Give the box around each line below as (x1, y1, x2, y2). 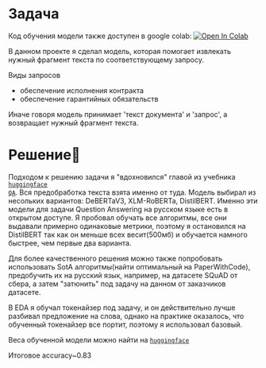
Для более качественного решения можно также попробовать (8, 254, 223, 263)
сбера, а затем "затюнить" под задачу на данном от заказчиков (8, 279, 226, 289)
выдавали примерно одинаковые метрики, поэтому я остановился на (8, 221, 246, 230)
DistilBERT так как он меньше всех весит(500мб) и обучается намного (8, 230, 248, 239)
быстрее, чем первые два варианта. (8, 238, 132, 247)
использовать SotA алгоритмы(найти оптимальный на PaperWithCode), (8, 261, 251, 271)
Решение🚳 (8, 146, 81, 164)
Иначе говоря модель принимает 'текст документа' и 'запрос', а (8, 109, 228, 119)
